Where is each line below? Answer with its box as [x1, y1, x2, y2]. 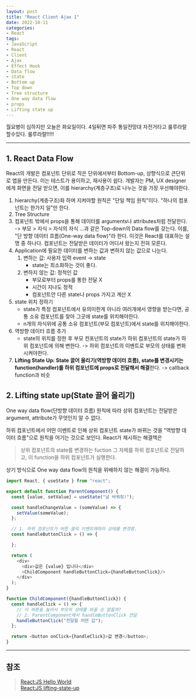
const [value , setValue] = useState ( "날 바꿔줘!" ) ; [11, 494, 135, 500]
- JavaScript [6, 42, 38, 47]
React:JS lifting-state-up [20, 684, 80, 691]
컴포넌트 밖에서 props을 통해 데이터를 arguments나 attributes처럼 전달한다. [14, 218, 188, 225]
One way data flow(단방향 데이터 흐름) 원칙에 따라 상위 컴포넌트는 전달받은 [6, 407, 178, 414]
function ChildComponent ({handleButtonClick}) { [6, 596, 127, 602]
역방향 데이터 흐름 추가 [14, 327, 66, 334]
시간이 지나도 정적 [32, 283, 73, 291]
